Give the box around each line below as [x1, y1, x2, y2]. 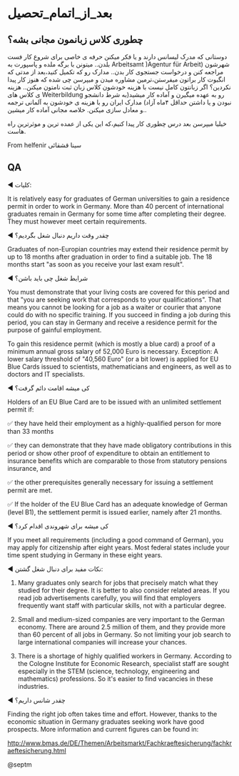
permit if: [7, 405, 34, 414]
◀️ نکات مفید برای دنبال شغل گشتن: [7, 564, 103, 573]
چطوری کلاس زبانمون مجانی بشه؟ [7, 34, 143, 46]
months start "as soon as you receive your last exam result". [7, 259, 184, 269]
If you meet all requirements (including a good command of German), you [7, 535, 223, 544]
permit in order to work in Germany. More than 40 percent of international [7, 202, 224, 210]
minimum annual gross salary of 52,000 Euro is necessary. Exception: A [7, 347, 219, 355]
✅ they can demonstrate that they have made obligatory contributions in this [7, 441, 232, 449]
